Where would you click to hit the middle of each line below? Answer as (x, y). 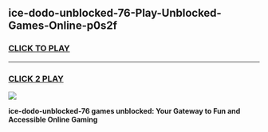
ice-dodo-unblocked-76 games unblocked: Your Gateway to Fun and (124, 110)
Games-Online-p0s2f (63, 26)
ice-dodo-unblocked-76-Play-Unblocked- (115, 13)
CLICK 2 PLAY (36, 78)
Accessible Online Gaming (53, 119)
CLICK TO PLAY (39, 49)
